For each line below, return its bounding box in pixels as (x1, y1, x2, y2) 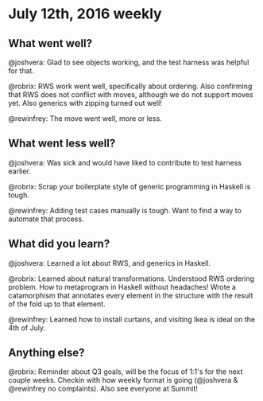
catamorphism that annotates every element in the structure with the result (8, 290, 253, 300)
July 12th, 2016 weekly (8, 5, 162, 23)
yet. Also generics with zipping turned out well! (8, 99, 163, 107)
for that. (8, 66, 34, 76)
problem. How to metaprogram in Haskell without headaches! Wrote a (8, 282, 237, 291)
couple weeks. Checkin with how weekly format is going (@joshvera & (8, 376, 238, 385)
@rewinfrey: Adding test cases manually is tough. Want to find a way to (8, 205, 242, 215)
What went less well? (8, 137, 116, 150)
